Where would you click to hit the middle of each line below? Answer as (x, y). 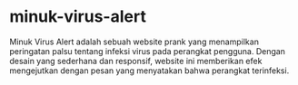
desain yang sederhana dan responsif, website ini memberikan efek (136, 61)
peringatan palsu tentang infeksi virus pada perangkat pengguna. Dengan (148, 51)
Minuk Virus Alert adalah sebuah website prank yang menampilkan (134, 42)
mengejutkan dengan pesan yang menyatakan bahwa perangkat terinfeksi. (149, 71)
